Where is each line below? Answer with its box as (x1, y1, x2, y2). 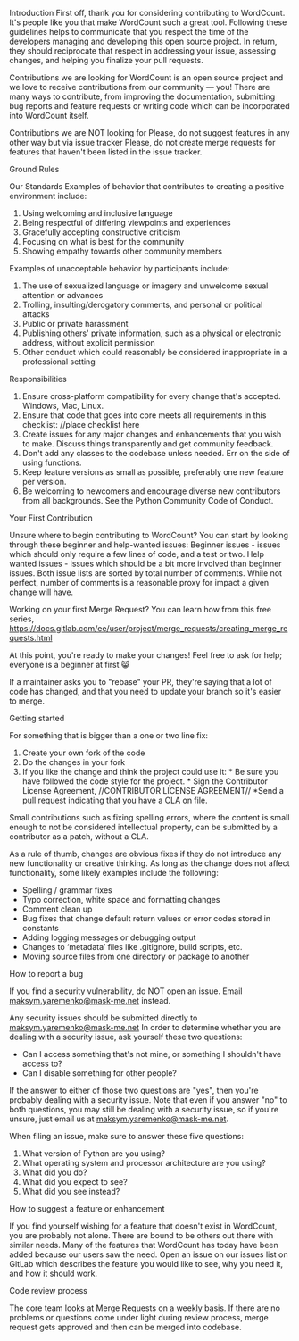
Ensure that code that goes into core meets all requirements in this (21, 410, 267, 421)
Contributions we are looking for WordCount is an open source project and (9, 72, 284, 83)
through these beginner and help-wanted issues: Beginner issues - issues (9, 539, 281, 550)
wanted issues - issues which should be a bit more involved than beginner (9, 558, 283, 569)
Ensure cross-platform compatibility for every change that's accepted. (21, 391, 281, 401)
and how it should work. (9, 1268, 98, 1279)
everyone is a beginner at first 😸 (9, 660, 130, 670)
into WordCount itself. (9, 111, 89, 121)
